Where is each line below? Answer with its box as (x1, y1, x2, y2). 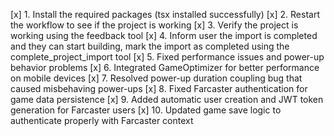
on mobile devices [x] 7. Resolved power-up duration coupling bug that (10, 72, 303, 84)
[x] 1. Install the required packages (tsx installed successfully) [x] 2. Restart (10, 9, 321, 20)
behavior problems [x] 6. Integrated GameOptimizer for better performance (10, 62, 320, 73)
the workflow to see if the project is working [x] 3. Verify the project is (10, 19, 299, 31)
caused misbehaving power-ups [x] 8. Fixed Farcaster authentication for (10, 83, 308, 94)
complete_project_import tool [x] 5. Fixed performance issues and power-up (10, 51, 325, 63)
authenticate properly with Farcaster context (10, 115, 194, 126)
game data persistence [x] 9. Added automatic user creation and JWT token (10, 94, 324, 105)
